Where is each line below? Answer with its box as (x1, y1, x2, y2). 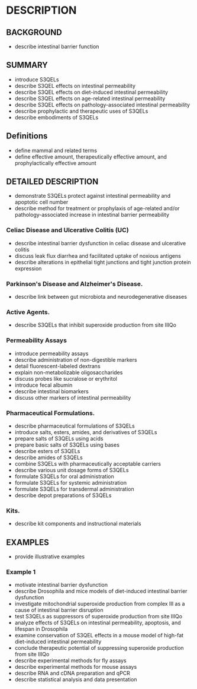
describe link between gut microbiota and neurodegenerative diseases (14, 293, 188, 301)
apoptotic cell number (14, 198, 69, 206)
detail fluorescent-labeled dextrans (14, 362, 101, 369)
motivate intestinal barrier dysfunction (14, 581, 108, 589)
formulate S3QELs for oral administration (14, 473, 114, 480)
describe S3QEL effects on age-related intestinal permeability (14, 94, 166, 102)
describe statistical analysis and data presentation (14, 676, 137, 683)
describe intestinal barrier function (14, 43, 99, 50)
